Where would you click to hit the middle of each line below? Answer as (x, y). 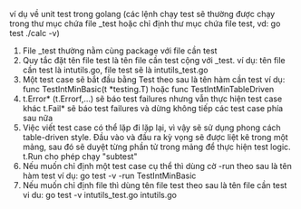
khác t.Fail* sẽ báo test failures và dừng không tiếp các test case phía (153, 108)
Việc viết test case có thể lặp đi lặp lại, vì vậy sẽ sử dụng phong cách (151, 128)
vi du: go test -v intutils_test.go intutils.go (99, 195)
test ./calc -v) (35, 33)
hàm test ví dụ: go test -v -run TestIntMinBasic (109, 176)
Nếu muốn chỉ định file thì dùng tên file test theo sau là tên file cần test (155, 185)
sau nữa (38, 118)
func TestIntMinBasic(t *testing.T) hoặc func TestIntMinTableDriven (148, 89)
